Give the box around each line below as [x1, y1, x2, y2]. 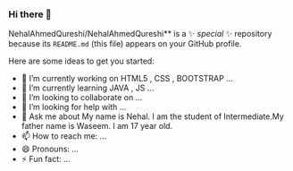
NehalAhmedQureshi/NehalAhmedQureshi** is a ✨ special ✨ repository [8, 29, 272, 39]
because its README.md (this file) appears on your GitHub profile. [8, 38, 242, 49]
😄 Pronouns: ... [21, 143, 80, 155]
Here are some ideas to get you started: [8, 56, 155, 66]
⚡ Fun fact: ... [21, 154, 71, 165]
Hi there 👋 [8, 8, 53, 21]
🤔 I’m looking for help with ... [21, 102, 127, 113]
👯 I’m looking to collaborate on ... [21, 92, 143, 103]
